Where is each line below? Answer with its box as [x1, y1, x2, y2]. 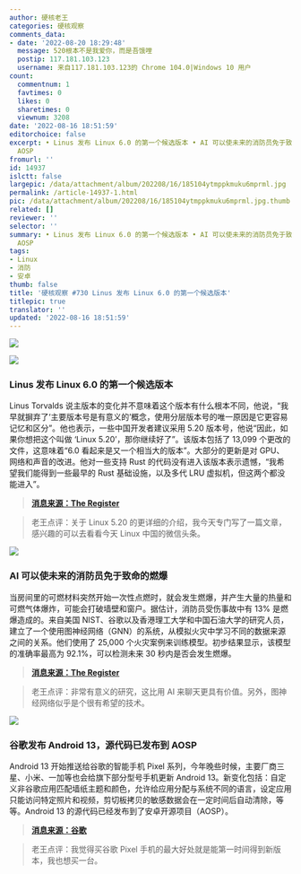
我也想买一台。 [47, 855, 103, 866]
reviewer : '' [9, 213, 58, 223]
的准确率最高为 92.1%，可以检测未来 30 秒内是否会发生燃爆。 [9, 648, 236, 659]
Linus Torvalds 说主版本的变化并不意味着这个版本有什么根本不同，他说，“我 [9, 400, 289, 411]
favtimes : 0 [17, 88, 63, 97]
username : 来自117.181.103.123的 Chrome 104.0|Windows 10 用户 [17, 64, 252, 73]
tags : [9, 247, 30, 256]
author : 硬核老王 [9, 13, 69, 22]
